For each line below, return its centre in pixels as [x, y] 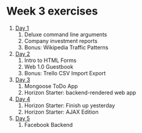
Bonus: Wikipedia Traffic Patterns [66, 47]
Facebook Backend [48, 124]
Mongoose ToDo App [51, 86]
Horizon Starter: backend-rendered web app [80, 92]
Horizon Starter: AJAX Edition [61, 112]
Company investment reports [61, 41]
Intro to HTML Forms [50, 60]
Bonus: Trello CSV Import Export [65, 73]
